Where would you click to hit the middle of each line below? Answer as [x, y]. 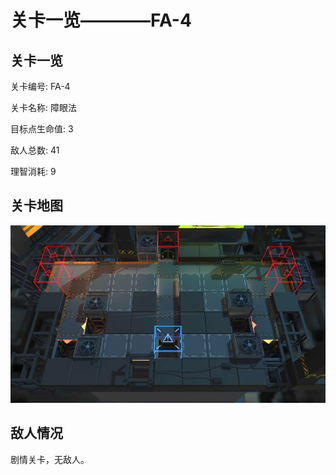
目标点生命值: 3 [42, 129]
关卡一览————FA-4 [101, 20]
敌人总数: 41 [35, 150]
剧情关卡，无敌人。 [50, 459]
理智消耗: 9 [33, 171]
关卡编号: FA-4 [40, 86]
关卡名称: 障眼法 [43, 107]
